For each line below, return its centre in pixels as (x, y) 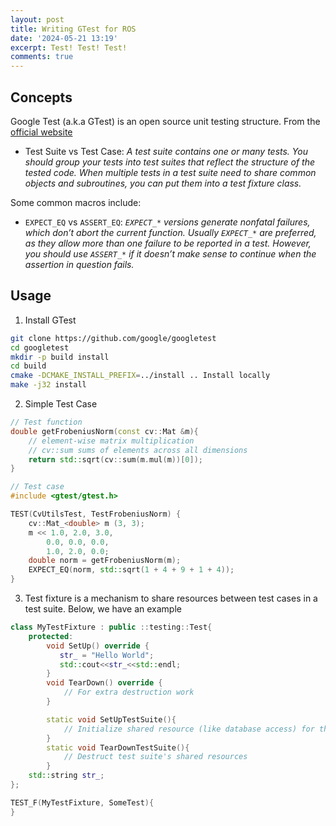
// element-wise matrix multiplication (111, 441)
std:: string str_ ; (66, 776)
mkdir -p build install (60, 357)
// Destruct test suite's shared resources (155, 757)
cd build (28, 366)
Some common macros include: (76, 202)
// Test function (46, 422)
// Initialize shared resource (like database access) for (189, 729)
